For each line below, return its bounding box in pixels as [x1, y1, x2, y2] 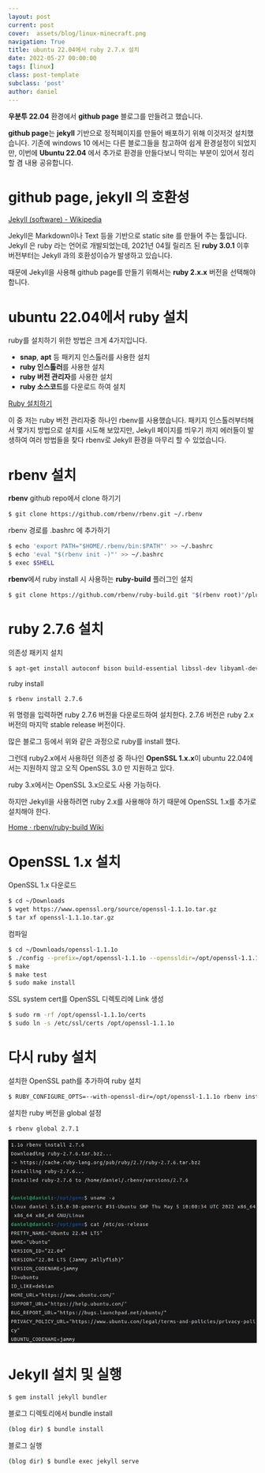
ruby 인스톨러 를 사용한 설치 [19, 362, 105, 372]
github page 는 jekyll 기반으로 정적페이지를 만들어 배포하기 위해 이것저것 [8, 128, 233, 137]
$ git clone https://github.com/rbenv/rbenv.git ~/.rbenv [8, 510, 203, 519]
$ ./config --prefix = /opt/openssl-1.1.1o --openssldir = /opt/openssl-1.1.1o [8, 954, 263, 962]
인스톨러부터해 [208, 415, 254, 425]
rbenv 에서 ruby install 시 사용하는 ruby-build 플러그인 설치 [8, 574, 193, 583]
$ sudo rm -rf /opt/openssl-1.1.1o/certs [8, 1011, 147, 1019]
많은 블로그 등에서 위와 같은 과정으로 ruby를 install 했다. [8, 736, 181, 746]
